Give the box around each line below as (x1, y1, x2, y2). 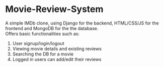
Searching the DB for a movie (12, 51, 74, 57)
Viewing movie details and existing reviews (12, 45, 102, 51)
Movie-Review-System (5, 3, 104, 15)
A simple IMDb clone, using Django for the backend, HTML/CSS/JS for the (5, 20, 159, 26)
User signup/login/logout (12, 40, 64, 46)
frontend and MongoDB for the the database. (5, 25, 99, 31)
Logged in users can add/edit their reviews (12, 56, 102, 62)
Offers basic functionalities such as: (5, 30, 79, 36)
